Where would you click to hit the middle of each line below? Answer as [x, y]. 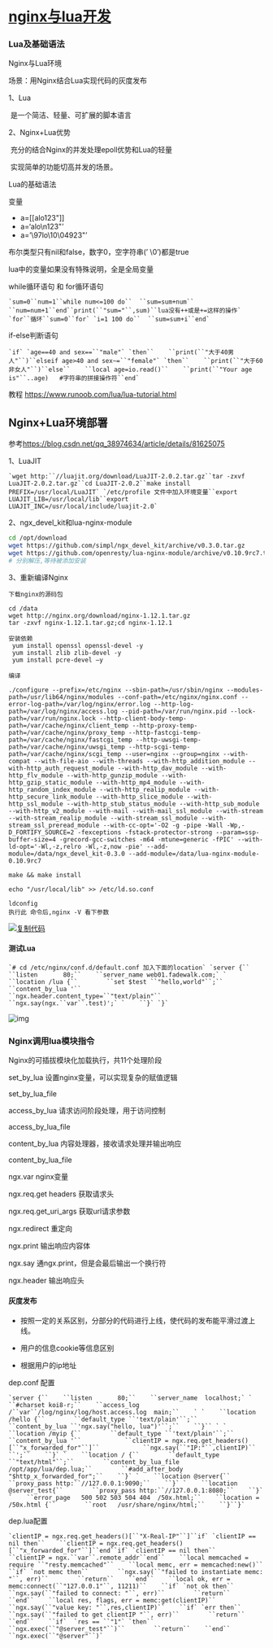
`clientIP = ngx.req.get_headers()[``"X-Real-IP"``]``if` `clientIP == [132, 1536]
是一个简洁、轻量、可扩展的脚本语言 [71, 116]
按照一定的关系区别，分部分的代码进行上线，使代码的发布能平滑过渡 [134, 1320]
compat [19, 761]
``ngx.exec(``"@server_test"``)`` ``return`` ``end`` [119, 1628]
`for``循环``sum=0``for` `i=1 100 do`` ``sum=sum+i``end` [109, 319]
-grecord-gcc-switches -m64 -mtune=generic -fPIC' [147, 839]
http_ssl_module [36, 804]
